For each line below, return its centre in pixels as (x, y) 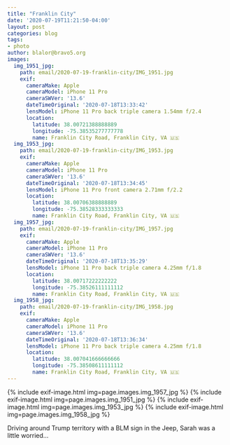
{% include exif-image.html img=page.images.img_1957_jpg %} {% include (115, 392)
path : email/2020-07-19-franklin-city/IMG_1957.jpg (96, 228)
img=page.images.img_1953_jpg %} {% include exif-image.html (132, 406)
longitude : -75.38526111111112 (78, 287)
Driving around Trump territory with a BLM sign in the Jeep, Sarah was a (111, 427)
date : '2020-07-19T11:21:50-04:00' (59, 20)
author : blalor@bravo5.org (46, 53)
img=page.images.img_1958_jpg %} (59, 414)
